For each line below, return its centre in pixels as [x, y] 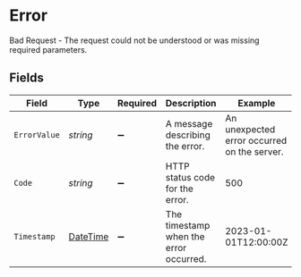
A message [189, 123]
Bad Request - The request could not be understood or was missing [134, 40]
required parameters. [48, 49]
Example [257, 103]
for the [180, 189]
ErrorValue [37, 134]
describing [188, 135]
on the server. [254, 151]
